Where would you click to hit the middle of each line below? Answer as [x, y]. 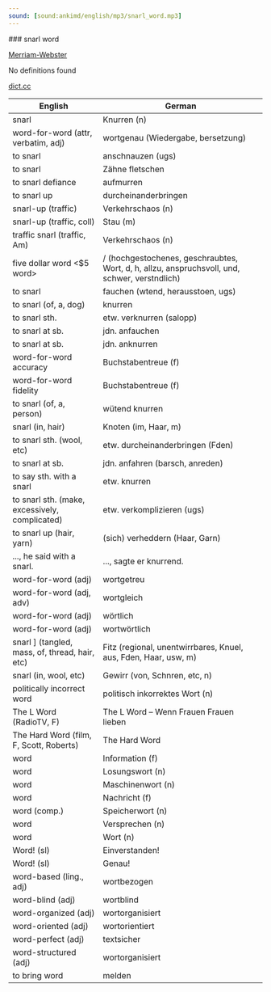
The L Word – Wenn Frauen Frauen [169, 711]
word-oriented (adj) [50, 926]
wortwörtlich [127, 629]
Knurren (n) [125, 120]
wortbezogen [128, 881]
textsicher [122, 939]
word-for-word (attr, [52, 133]
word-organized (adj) [54, 913]
